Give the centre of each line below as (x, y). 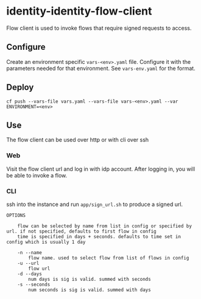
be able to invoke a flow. (37, 175)
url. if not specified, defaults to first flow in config (81, 231)
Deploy (20, 87)
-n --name (30, 253)
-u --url (28, 263)
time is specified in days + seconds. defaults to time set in (99, 236)
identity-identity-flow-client (79, 11)
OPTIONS (16, 215)
